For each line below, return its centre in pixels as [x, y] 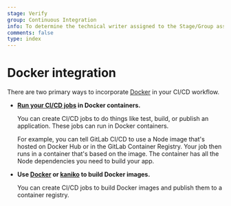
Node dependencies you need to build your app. [86, 161]
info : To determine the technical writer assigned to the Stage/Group [110, 26]
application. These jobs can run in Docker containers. [93, 126]
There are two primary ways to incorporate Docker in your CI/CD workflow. [113, 92]
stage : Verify [27, 13]
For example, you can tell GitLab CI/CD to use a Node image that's [111, 139]
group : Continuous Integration [52, 20]
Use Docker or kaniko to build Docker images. [84, 174]
